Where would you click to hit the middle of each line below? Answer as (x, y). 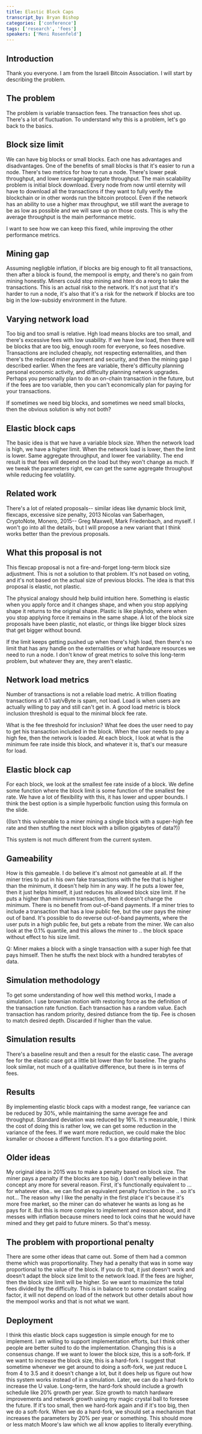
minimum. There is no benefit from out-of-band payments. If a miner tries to (100, 905)
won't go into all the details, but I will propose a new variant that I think (93, 527)
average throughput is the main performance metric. (71, 217)
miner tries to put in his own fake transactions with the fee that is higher (95, 879)
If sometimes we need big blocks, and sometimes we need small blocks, (96, 403)
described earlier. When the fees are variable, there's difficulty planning (95, 366)
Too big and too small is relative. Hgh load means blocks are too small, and (99, 334)
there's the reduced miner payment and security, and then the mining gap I (99, 360)
